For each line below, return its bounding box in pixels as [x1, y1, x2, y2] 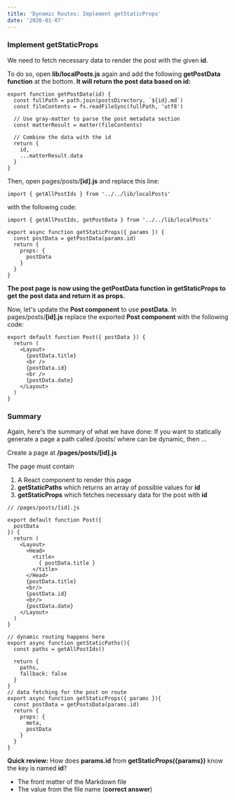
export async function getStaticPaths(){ [7, 640, 130, 647]
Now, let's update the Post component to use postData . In [7, 305, 177, 314]
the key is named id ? [7, 764, 67, 773]
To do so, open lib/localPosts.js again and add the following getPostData [7, 70, 221, 78]
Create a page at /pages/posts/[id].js [7, 449, 117, 457]
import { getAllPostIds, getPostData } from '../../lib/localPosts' [7, 216, 212, 224]
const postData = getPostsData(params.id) [13, 701, 140, 709]
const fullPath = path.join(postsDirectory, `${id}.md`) [13, 96, 184, 104]
